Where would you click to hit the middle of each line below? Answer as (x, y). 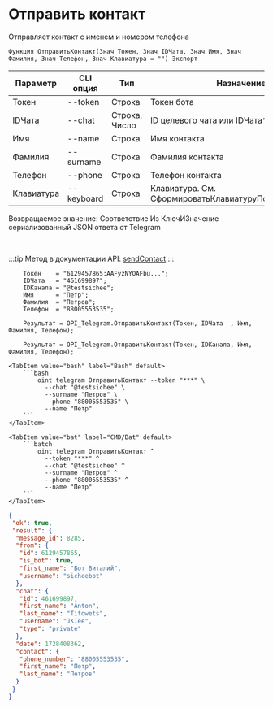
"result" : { (32, 530)
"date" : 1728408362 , (50, 644)
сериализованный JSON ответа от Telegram (84, 227)
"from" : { (32, 545)
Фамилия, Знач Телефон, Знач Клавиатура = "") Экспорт (103, 59)
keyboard (86, 198)
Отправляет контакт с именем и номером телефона (99, 37)
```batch (38, 444)
